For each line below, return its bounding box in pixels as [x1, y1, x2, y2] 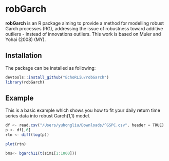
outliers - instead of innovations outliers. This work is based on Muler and [5, 31, 161, 37]
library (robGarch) [5, 79, 45, 85]
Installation [5, 51, 42, 60]
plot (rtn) [5, 142, 27, 147]
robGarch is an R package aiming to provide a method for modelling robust [5, 20, 164, 26]
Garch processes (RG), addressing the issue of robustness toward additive [5, 25, 163, 31]
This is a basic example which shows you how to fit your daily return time [5, 107, 161, 113]
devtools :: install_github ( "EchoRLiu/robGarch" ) [5, 75, 109, 80]
